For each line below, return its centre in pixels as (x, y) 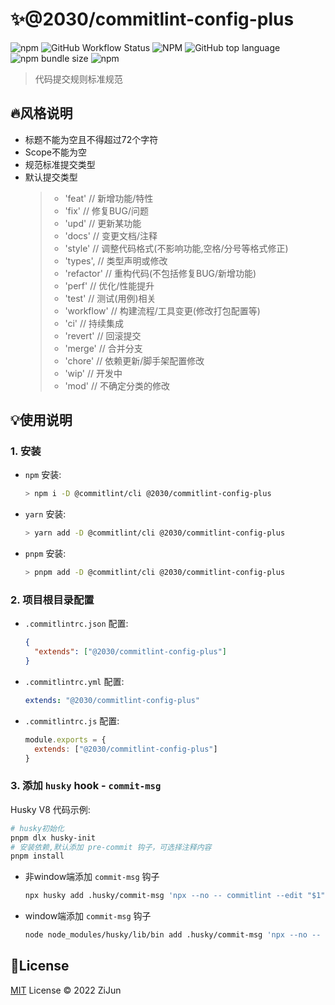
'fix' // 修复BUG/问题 (107, 210)
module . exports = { (65, 739)
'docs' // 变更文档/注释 (111, 235)
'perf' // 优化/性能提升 (109, 285)
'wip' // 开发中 (93, 373)
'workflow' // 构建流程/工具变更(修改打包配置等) (162, 310)
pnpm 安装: (45, 554)
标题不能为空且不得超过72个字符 (91, 139)
